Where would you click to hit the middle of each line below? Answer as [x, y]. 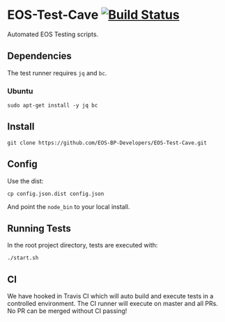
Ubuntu [20, 91]
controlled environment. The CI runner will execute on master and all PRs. [113, 304]
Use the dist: [25, 181]
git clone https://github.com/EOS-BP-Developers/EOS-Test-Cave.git [107, 143]
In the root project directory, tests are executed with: [83, 245]
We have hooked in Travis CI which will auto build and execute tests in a [110, 296]
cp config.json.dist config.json [56, 194]
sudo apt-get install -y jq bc [53, 106]
